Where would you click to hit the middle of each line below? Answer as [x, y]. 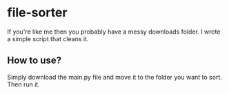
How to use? [34, 61]
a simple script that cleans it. [48, 38]
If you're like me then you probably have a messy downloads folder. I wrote [114, 32]
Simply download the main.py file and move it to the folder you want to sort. [114, 77]
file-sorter [37, 13]
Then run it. [23, 84]
